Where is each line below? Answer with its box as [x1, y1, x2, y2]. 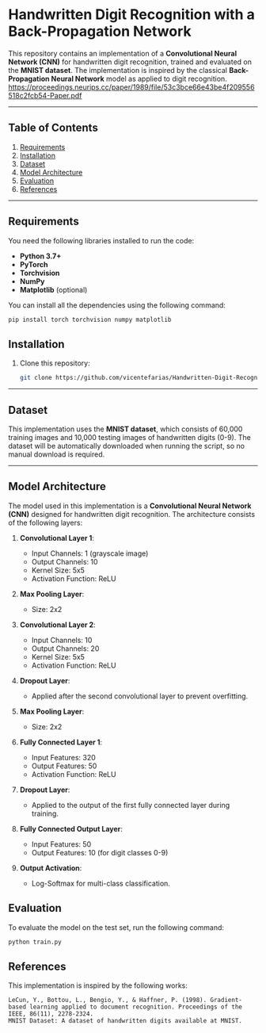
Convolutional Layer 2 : [19, 620, 97, 629]
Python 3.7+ [19, 251, 62, 261]
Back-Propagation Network [8, 22, 192, 40]
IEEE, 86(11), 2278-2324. [8, 1010, 93, 1018]
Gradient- [210, 997, 243, 1004]
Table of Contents [8, 121, 99, 135]
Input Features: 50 [31, 839, 92, 849]
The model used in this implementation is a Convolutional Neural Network [8, 501, 252, 511]
